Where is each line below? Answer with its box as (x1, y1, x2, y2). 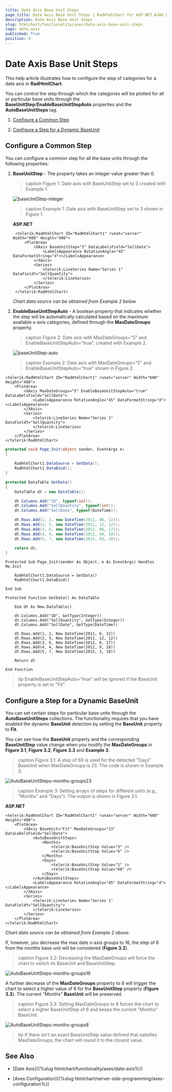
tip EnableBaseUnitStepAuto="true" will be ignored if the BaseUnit (17, 676, 158, 682)
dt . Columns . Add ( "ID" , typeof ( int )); (14, 498, 93, 503)
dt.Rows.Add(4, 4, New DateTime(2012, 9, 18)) (14, 645, 116, 650)
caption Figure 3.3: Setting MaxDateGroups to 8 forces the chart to (17, 1001, 159, 1007)
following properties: (5, 160, 49, 166)
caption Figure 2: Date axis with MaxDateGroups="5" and (25, 334, 147, 341)
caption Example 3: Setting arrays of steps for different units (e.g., (17, 788, 158, 794)
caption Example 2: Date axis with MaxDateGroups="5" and (25, 360, 152, 366)
